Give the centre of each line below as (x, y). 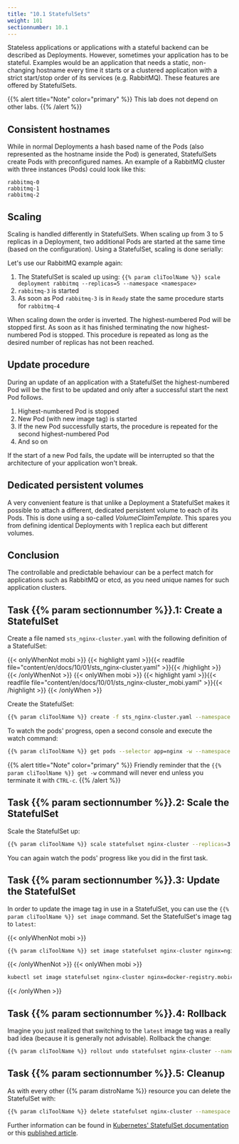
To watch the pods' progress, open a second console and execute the (110, 731)
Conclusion (33, 555)
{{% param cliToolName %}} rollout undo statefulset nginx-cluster (110, 1052)
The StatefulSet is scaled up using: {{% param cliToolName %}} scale (119, 277)
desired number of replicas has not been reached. (81, 342)
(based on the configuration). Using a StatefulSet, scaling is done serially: (115, 249)
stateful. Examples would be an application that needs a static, (99, 63)
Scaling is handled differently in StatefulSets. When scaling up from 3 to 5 (116, 234)
